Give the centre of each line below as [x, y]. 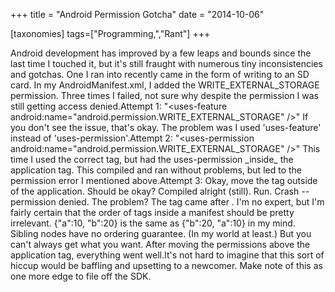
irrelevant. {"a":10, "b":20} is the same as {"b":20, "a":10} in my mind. [153, 223]
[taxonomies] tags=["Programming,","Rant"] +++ [110, 33]
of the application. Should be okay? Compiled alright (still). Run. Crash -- [160, 191]
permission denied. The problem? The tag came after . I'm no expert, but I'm [167, 202]
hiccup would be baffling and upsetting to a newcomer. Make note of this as [166, 265]
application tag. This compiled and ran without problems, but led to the [156, 170]
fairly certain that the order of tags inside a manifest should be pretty [152, 212]
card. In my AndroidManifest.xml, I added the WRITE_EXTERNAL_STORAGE [165, 85]
